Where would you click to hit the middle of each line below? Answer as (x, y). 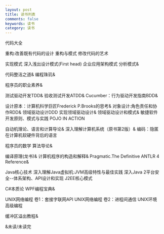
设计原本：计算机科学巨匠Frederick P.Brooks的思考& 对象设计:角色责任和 (79, 106)
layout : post (19, 10)
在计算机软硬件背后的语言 (31, 135)
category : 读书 (20, 28)
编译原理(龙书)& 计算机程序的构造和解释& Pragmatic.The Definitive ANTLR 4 (82, 156)
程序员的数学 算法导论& (29, 146)
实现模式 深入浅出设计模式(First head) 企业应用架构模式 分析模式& (72, 64)
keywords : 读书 (20, 24)
